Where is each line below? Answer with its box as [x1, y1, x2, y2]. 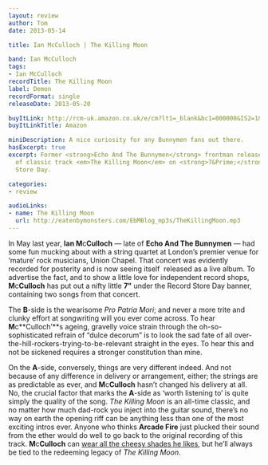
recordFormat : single [8, 93, 81, 100]
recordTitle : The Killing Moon [8, 77, 112, 85]
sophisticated [8, 330, 53, 340]
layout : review [8, 11, 59, 20]
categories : [8, 180, 48, 188]
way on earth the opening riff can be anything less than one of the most [8, 413, 245, 423]
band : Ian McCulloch [8, 55, 77, 64]
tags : [8, 63, 26, 71]
